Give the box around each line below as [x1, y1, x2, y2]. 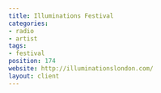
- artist [8, 34, 38, 43]
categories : [8, 19, 49, 27]
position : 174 [8, 57, 57, 66]
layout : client [8, 72, 60, 80]
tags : [8, 42, 27, 50]
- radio [8, 27, 35, 35]
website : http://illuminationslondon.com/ [8, 65, 154, 73]
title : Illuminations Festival [8, 11, 114, 20]
